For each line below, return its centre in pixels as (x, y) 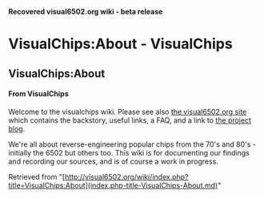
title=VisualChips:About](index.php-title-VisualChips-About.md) (113, 185)
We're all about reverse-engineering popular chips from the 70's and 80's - (132, 144)
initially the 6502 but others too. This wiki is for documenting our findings (129, 152)
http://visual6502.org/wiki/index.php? (127, 176)
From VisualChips (39, 94)
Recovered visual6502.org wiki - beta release (86, 12)
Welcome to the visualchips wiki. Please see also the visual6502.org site (128, 111)
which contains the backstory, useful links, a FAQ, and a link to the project (130, 120)
